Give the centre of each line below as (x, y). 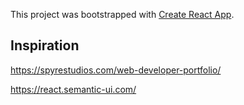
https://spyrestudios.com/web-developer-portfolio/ (116, 70)
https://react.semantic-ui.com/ (73, 89)
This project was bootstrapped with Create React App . (122, 14)
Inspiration (45, 45)
